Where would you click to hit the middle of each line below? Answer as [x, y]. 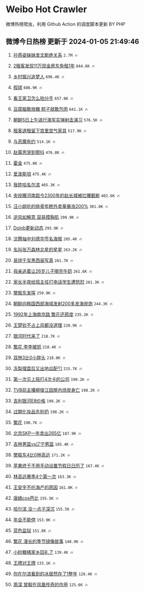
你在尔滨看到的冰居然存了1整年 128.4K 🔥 [55, 574]
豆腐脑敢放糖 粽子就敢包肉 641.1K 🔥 [50, 109]
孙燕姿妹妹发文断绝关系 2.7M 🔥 [45, 55]
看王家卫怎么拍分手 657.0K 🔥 [43, 98]
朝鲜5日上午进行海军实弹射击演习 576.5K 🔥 [58, 120]
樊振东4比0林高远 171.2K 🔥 [42, 455]
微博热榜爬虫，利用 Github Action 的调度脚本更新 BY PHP [66, 24]
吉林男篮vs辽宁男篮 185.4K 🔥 [43, 444]
